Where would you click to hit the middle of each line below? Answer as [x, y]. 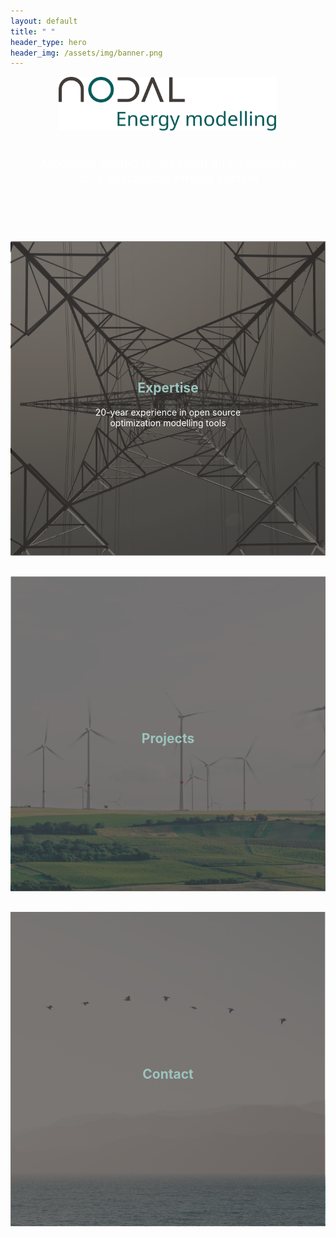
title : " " [33, 31]
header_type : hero [48, 42]
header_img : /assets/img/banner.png [86, 53]
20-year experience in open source [168, 412]
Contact [168, 1073]
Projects [168, 738]
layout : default [44, 21]
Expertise [168, 388]
